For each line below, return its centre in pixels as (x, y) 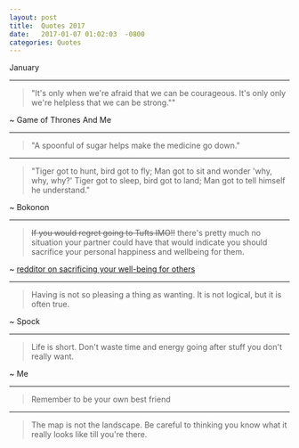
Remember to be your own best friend (101, 399)
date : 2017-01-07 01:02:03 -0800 (77, 34)
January (24, 68)
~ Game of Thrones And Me (61, 120)
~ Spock (24, 322)
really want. (52, 356)
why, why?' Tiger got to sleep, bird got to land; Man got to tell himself (158, 181)
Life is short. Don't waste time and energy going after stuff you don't (157, 347)
